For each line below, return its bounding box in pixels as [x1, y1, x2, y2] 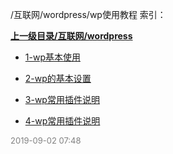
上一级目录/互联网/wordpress [10, 30, 133, 42]
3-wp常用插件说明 [24, 94, 100, 105]
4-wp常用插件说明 [24, 115, 101, 127]
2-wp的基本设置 [24, 73, 92, 84]
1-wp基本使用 [24, 51, 81, 63]
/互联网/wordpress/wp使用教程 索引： [10, 9, 167, 20]
